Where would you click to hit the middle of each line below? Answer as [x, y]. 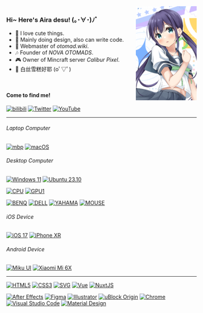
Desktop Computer [30, 161]
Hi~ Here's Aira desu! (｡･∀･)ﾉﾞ [52, 19]
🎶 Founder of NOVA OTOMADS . [54, 53]
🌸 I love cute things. [40, 33]
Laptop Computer [28, 128]
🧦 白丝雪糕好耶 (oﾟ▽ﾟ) [43, 69]
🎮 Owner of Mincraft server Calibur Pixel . [67, 60]
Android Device [26, 249]
